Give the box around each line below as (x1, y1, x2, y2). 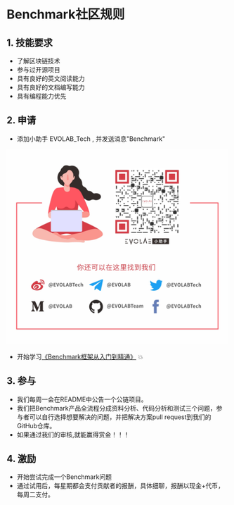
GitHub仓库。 (16, 421, 56, 430)
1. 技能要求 (6, 37, 53, 49)
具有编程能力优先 (16, 92, 67, 100)
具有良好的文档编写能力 (16, 83, 85, 92)
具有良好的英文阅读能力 (16, 75, 85, 82)
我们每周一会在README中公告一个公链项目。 (16, 395, 148, 404)
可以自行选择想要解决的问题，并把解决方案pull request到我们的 (29, 413, 212, 421)
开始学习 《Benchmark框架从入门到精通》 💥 (16, 352, 143, 361)
